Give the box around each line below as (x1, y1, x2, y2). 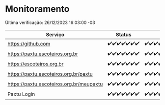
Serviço (46, 31, 65, 38)
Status (115, 31, 132, 38)
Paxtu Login (7, 91, 35, 98)
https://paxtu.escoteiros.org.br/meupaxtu (7, 81, 103, 87)
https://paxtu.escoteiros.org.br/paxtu (7, 71, 93, 78)
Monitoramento (5, 3, 70, 15)
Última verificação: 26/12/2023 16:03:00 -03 (5, 20, 96, 25)
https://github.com (7, 41, 51, 47)
